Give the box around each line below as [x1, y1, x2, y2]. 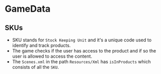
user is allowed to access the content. [12, 53, 93, 59]
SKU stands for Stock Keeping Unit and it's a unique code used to [12, 37, 152, 43]
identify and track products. [12, 42, 71, 48]
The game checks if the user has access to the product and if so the [12, 48, 156, 54]
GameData [5, 3, 51, 15]
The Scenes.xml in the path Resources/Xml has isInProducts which [12, 59, 151, 64]
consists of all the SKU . [12, 64, 59, 70]
